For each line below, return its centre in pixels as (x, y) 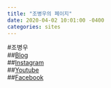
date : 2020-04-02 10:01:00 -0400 (56, 20)
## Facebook (25, 78)
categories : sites (34, 27)
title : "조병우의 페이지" (40, 14)
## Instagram (25, 63)
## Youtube (23, 70)
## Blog (18, 55)
